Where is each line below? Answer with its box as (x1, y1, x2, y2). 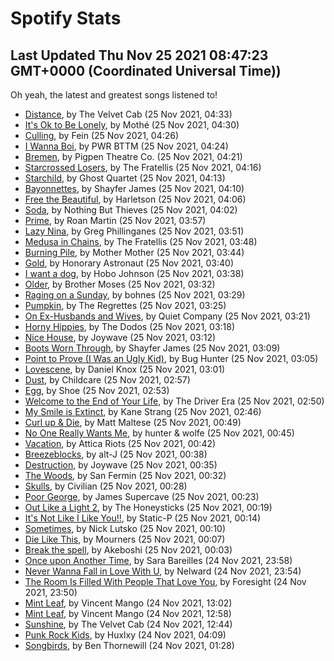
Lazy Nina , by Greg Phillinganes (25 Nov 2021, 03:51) (24, 225, 245, 237)
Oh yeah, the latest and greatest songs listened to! (10, 89, 218, 101)
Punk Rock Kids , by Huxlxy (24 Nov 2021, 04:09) (24, 629, 227, 641)
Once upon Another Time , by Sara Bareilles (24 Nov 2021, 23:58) (24, 555, 293, 566)
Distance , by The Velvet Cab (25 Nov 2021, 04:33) (24, 108, 233, 120)
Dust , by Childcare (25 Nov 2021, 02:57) (24, 374, 191, 386)
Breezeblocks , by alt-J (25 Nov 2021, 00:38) (24, 448, 208, 460)
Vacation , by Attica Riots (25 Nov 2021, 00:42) (24, 438, 217, 449)
